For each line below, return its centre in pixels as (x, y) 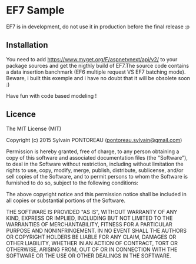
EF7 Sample (35, 10)
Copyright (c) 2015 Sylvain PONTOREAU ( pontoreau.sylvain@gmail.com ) (94, 140)
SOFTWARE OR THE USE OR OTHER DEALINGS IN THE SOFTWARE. (89, 255)
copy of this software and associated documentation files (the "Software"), (97, 157)
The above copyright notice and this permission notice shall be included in (96, 194)
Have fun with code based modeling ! (52, 95)
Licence (21, 115)
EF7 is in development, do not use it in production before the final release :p (98, 27)
